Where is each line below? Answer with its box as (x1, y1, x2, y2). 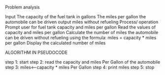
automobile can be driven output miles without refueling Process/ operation (5, 19, 159, 25)
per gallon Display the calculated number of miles (5, 40, 106, 46)
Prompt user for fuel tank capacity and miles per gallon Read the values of (5, 24, 156, 30)
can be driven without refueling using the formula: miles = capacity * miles (5, 35, 157, 40)
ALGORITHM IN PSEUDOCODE (5, 49, 68, 55)
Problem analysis (5, 4, 40, 10)
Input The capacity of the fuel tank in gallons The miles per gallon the (5, 14, 146, 19)
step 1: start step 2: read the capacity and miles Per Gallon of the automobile (5, 59, 161, 65)
